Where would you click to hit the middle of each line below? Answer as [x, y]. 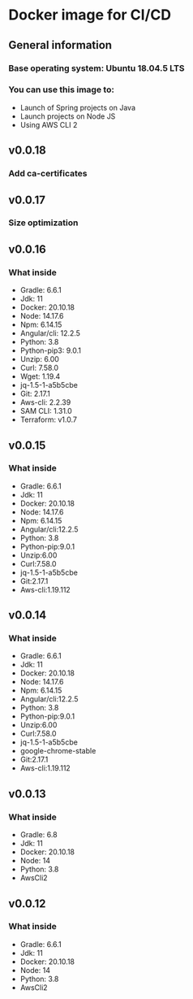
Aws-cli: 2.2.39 [45, 402]
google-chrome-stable [58, 751]
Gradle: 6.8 [39, 835]
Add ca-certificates [48, 174]
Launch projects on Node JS [68, 116]
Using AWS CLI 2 [49, 124]
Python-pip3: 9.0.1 [50, 350]
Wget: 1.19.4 [40, 376]
